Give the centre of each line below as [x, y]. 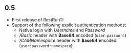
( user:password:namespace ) [46, 45]
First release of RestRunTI [38, 19]
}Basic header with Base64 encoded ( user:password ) [73, 35]
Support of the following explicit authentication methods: [69, 25]
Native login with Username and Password [62, 30]
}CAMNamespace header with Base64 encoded [68, 40]
